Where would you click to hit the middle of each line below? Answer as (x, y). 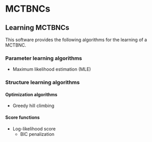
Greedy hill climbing (33, 106)
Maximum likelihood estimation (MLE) (52, 69)
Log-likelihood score (34, 129)
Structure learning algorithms (43, 83)
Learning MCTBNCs (37, 28)
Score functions (23, 118)
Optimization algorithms (31, 94)
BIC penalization (37, 134)
